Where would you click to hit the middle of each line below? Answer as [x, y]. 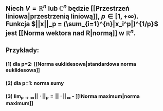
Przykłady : [22, 50]
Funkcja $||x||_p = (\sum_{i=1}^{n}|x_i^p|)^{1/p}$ [82, 24]
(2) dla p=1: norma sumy [35, 83]
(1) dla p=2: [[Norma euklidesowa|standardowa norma [71, 64]
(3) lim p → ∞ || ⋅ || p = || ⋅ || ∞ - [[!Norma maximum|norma [73, 96]
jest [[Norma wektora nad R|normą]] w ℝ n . [71, 33]
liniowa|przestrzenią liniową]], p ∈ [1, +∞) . [72, 16]
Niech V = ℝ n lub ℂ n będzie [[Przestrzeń [68, 8]
